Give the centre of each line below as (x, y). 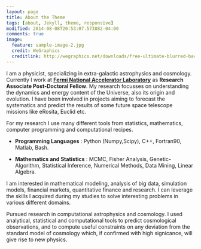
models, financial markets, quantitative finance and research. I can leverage (100, 190)
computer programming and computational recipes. (70, 129)
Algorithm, (28, 165)
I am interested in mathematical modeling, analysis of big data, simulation (97, 183)
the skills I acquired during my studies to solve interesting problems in (92, 196)
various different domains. (39, 202)
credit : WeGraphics (36, 51)
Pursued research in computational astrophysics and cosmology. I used (94, 214)
